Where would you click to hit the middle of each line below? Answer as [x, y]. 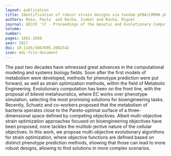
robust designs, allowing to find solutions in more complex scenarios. [78, 148]
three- [135, 110]
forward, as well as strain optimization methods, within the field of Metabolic [85, 83]
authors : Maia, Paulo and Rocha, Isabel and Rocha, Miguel [70, 19]
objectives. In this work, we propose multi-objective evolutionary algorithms [85, 132]
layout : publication [27, 10]
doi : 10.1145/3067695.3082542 [37, 48]
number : [13, 34]
